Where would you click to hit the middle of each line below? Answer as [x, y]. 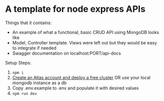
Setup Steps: [18, 63]
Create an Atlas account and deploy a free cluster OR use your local [81, 77]
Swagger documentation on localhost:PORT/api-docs [66, 53]
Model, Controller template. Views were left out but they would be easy [84, 42]
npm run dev [24, 94]
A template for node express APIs [75, 9]
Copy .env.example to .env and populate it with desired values [76, 88]
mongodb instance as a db [39, 83]
